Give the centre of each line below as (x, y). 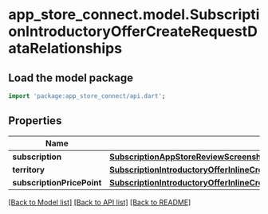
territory (29, 169)
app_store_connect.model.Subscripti (134, 15)
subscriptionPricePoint (57, 182)
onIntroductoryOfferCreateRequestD (133, 31)
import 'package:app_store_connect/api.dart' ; (87, 96)
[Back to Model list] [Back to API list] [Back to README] (100, 202)
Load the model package (71, 78)
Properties (35, 121)
